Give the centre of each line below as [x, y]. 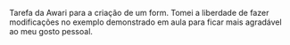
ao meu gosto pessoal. [51, 31]
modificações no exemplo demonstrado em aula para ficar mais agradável [146, 22]
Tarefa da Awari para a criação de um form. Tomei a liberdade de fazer [139, 13]
